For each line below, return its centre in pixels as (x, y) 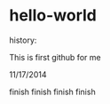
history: (23, 40)
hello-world (53, 16)
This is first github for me (55, 57)
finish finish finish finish (52, 92)
